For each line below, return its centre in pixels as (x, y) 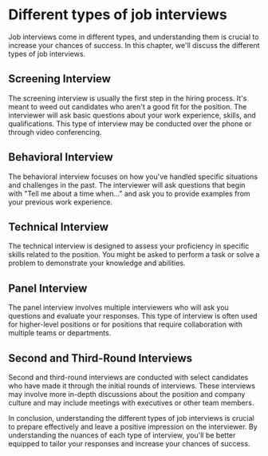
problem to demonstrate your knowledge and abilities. (97, 263)
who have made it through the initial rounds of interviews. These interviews (132, 386)
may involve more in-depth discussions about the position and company (127, 394)
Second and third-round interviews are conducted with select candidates (128, 377)
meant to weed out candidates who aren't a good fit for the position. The (128, 106)
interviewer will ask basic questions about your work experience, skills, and (132, 115)
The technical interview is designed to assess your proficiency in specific (129, 246)
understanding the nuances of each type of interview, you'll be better (122, 435)
